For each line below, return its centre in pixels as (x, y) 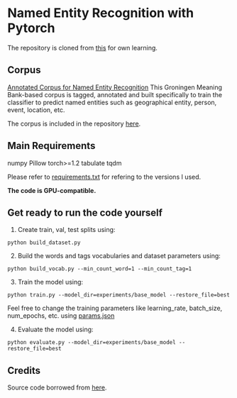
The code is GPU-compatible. (52, 190)
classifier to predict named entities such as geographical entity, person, (112, 102)
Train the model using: (50, 282)
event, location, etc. (36, 110)
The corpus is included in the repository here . (74, 123)
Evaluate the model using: (55, 330)
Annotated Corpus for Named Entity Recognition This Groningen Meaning (115, 87)
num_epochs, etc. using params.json (61, 316)
